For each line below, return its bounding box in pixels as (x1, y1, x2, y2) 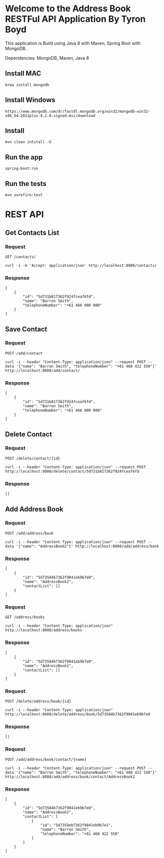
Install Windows (5, 96, 55, 104)
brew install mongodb (5, 82, 50, 87)
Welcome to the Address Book (5, 3, 131, 14)
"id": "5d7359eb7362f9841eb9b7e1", (40, 822, 113, 827)
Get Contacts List (5, 228, 60, 237)
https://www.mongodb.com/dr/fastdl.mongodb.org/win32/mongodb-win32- (5, 109, 151, 114)
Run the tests (5, 179, 47, 188)
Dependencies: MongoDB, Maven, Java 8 (5, 55, 89, 61)
